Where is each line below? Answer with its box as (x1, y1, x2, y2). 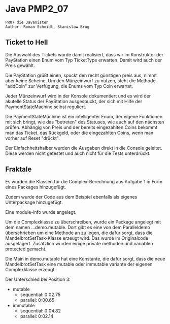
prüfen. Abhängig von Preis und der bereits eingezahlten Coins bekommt (5, 124, 158, 130)
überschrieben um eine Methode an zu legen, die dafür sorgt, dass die (5, 230, 153, 236)
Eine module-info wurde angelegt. (5, 209, 77, 215)
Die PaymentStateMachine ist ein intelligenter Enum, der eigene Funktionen (5, 113, 163, 119)
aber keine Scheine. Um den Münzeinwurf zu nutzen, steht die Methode (5, 77, 156, 84)
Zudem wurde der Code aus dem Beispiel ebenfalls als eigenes (5, 193, 138, 200)
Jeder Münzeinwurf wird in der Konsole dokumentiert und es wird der (5, 92, 151, 99)
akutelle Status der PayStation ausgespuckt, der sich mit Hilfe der (5, 98, 143, 104)
